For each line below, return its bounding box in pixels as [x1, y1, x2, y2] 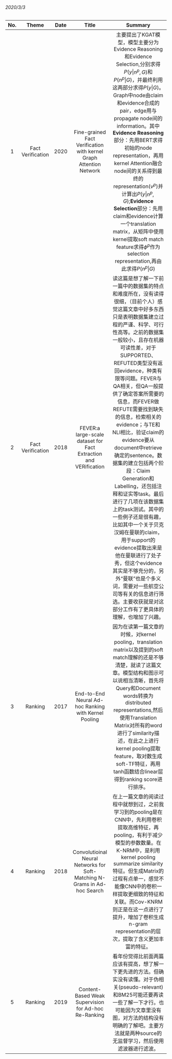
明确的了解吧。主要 [112, 1022, 159, 1029]
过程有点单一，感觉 [112, 875, 159, 882]
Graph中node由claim [113, 91, 164, 99]
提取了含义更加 [122, 935, 159, 943]
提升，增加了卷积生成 [112, 914, 164, 921]
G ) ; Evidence [122, 198, 154, 205]
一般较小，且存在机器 [112, 337, 164, 344]
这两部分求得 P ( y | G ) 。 [112, 84, 164, 91]
